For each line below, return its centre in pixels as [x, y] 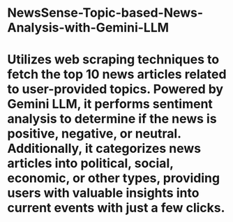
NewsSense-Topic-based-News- [105, 13]
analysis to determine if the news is [112, 119]
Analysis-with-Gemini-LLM [88, 28]
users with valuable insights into [103, 193]
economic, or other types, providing [114, 178]
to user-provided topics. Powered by [115, 89]
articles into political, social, [90, 164]
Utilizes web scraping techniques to [113, 60]
